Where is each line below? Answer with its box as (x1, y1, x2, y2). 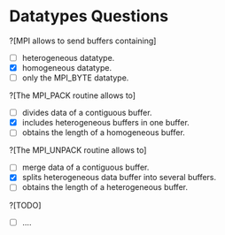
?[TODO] (9, 200, 42, 210)
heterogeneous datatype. (21, 52, 115, 63)
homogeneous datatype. (21, 63, 112, 72)
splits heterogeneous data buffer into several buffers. (21, 172, 217, 183)
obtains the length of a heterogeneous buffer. (21, 182, 189, 193)
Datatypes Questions (9, 6, 169, 27)
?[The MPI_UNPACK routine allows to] (9, 145, 147, 155)
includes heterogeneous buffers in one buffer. (21, 117, 190, 128)
